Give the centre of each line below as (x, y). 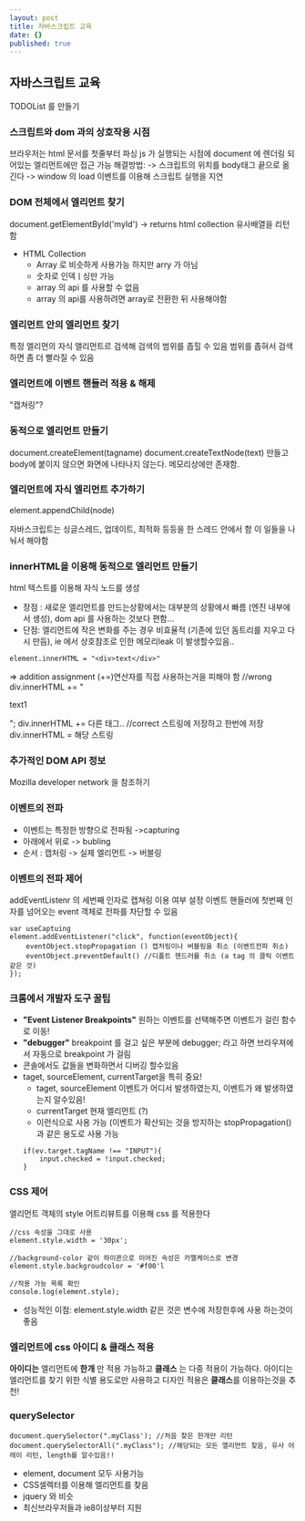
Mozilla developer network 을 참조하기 (80, 782)
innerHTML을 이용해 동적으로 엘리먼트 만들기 (104, 566)
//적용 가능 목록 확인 (45, 1283)
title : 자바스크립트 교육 (51, 26)
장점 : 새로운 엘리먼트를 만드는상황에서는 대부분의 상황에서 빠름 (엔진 (144, 607)
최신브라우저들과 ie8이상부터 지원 (82, 1508)
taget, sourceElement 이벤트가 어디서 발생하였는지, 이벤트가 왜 (149, 1088)
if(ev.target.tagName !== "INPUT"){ (92, 1151)
